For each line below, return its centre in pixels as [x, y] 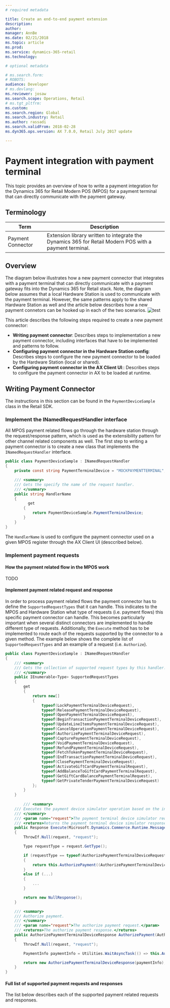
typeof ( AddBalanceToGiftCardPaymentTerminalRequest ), [99, 771]
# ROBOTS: [16, 80]
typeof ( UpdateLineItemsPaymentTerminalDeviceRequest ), [100, 724]
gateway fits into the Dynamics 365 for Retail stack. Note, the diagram [78, 289]
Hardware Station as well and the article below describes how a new [76, 305]
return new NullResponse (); [53, 897]
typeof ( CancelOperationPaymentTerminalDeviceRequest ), [100, 729]
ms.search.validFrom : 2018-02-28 [40, 127]
